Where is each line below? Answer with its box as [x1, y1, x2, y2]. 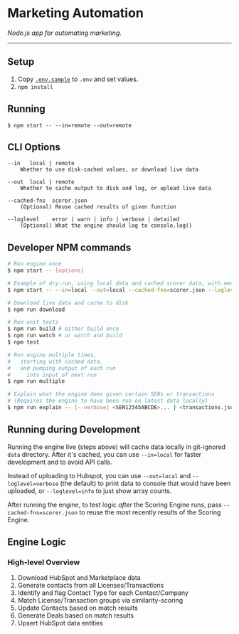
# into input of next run [7, 371, 97, 379]
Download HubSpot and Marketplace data [17, 574, 141, 582]
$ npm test [7, 339, 40, 346]
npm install [17, 83, 53, 90]
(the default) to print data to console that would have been [60, 479, 231, 487]
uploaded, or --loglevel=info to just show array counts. [7, 486, 172, 495]
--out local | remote [7, 179, 75, 186]
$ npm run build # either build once [7, 325, 119, 332]
